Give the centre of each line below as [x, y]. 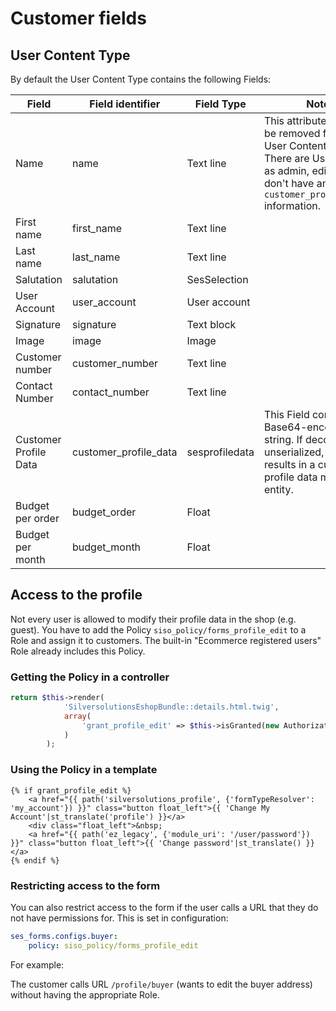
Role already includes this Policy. [78, 651]
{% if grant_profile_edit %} [71, 790]
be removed [292, 133]
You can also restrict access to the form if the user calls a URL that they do [164, 907]
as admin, [286, 170]
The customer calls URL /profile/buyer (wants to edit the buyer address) [161, 984]
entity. [278, 489]
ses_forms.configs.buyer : [64, 936]
